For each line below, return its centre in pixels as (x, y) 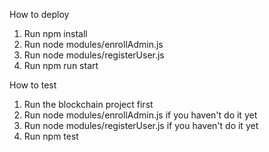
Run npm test (51, 136)
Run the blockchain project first (88, 104)
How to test (33, 85)
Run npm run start (61, 65)
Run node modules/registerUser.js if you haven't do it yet (141, 125)
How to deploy (39, 14)
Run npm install (55, 33)
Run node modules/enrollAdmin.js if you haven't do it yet (140, 115)
